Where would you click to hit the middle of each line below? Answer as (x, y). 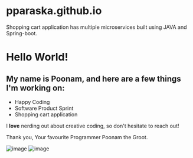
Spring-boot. (22, 33)
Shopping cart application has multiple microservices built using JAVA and (97, 27)
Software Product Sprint (44, 108)
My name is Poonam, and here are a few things (94, 78)
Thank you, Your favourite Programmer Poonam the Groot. (77, 137)
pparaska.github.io (54, 11)
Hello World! (37, 57)
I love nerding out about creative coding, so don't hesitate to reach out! (93, 126)
